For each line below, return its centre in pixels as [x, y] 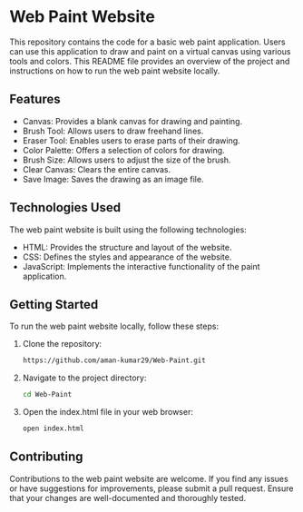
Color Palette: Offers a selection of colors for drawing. [123, 150]
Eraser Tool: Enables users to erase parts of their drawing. [131, 140]
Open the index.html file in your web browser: [108, 412]
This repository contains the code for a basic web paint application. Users [147, 42]
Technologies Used [65, 207]
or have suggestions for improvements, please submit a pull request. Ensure [151, 488]
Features [35, 99]
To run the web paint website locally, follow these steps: [114, 326]
